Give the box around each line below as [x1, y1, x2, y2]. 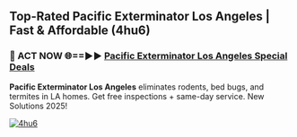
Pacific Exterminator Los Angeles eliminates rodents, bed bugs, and [9, 81, 265, 92]
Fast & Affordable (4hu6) [9, 23, 151, 39]
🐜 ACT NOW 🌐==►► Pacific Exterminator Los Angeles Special [9, 50, 288, 63]
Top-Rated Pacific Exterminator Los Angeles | [9, 9, 271, 24]
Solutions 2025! [9, 100, 68, 111]
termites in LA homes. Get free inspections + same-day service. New [9, 90, 265, 101]
